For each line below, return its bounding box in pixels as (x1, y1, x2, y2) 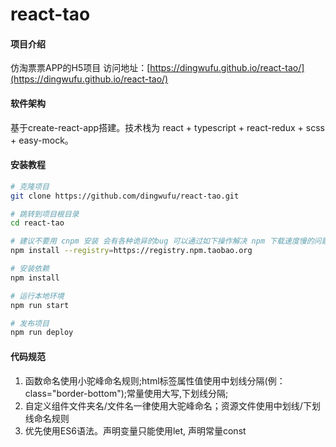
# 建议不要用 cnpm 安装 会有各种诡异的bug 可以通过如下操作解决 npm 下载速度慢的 (10, 236, 315, 247)
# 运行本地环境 (10, 291, 65, 301)
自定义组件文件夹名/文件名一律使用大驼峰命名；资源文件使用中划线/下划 (24, 399, 321, 412)
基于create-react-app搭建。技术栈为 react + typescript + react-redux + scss (10, 121, 325, 133)
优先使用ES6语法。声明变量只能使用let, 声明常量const (24, 424, 247, 437)
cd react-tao (10, 218, 65, 228)
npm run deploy (10, 328, 74, 338)
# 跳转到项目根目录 (10, 209, 80, 219)
